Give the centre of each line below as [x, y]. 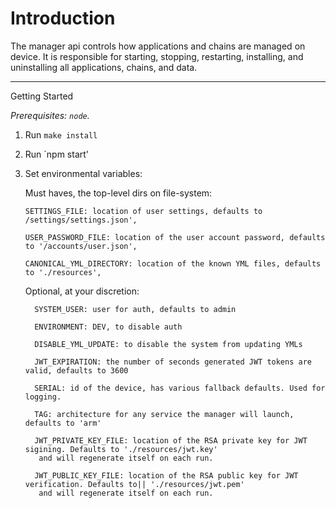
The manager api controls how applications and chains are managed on [158, 46]
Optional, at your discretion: [82, 291]
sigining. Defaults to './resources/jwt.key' [121, 449]
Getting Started [42, 96]
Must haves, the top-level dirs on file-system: [118, 193]
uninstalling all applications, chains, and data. [104, 67]
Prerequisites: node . [50, 115]
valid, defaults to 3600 [76, 370]
